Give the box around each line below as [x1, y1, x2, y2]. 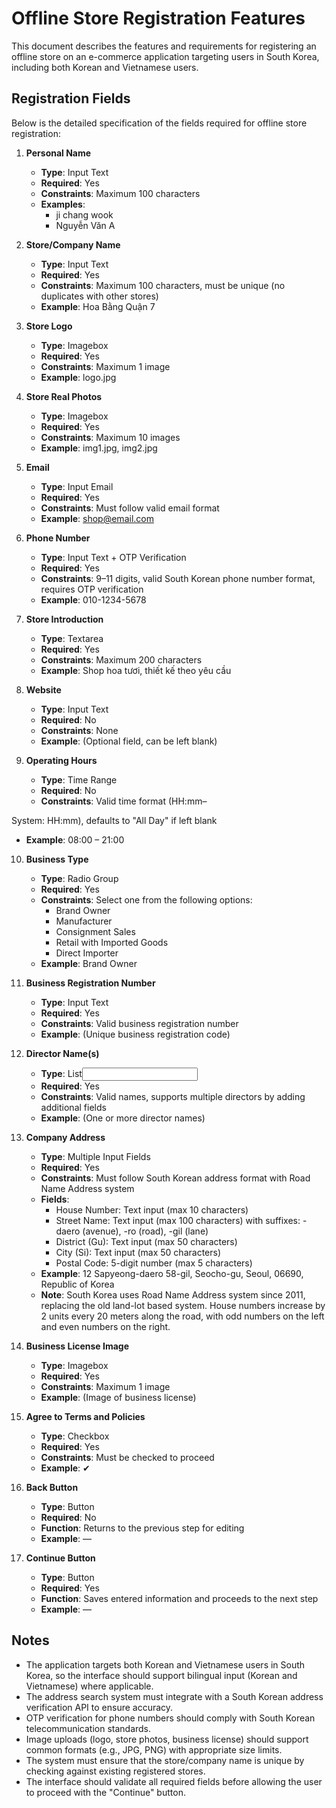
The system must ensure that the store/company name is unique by [25, 1754, 305, 1766]
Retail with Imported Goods [55, 936, 169, 948]
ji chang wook [55, 208, 114, 221]
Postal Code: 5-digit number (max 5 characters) [55, 1257, 253, 1269]
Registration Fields [11, 90, 131, 107]
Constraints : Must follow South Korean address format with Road [40, 1172, 311, 1184]
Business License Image [25, 1340, 129, 1352]
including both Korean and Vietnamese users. [11, 61, 199, 73]
